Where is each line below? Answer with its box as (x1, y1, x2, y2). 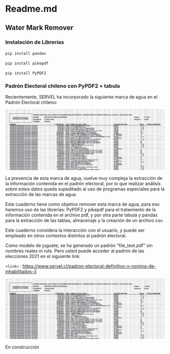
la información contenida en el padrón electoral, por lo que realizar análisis (5, 180, 161, 186)
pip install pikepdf (5, 60, 49, 66)
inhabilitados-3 (5, 268, 37, 274)
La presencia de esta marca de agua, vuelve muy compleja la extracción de (5, 175, 163, 181)
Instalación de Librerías (5, 39, 64, 46)
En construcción (5, 344, 39, 350)
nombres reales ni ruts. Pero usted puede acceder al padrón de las (5, 247, 145, 254)
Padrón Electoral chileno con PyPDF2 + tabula (5, 82, 120, 89)
